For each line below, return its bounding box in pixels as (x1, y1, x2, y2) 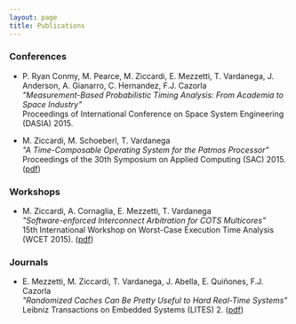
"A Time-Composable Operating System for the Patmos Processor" (21, 144, 269, 155)
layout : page (9, 12, 58, 22)
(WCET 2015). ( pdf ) (21, 234, 94, 245)
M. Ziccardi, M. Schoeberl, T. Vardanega (21, 135, 171, 146)
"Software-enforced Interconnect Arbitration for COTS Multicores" (21, 215, 267, 226)
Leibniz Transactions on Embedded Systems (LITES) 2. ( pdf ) (21, 304, 244, 315)
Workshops (9, 186, 60, 198)
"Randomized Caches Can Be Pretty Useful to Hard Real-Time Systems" (21, 295, 288, 306)
